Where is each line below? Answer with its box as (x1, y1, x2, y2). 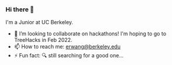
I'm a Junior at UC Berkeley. (5, 19, 74, 26)
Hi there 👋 (5, 5, 35, 14)
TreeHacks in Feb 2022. (14, 37, 73, 44)
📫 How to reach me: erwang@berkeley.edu (14, 43, 121, 50)
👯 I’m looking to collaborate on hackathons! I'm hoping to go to (14, 30, 167, 37)
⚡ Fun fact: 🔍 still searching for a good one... (14, 52, 124, 59)
